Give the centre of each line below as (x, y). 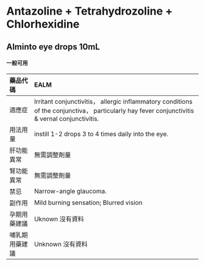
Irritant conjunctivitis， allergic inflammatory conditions (113, 101)
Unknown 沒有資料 (61, 244)
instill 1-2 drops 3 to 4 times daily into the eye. (101, 134)
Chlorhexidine (43, 24)
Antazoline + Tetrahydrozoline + (89, 11)
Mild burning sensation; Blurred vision (88, 203)
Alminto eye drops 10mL (53, 47)
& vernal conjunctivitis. (67, 118)
